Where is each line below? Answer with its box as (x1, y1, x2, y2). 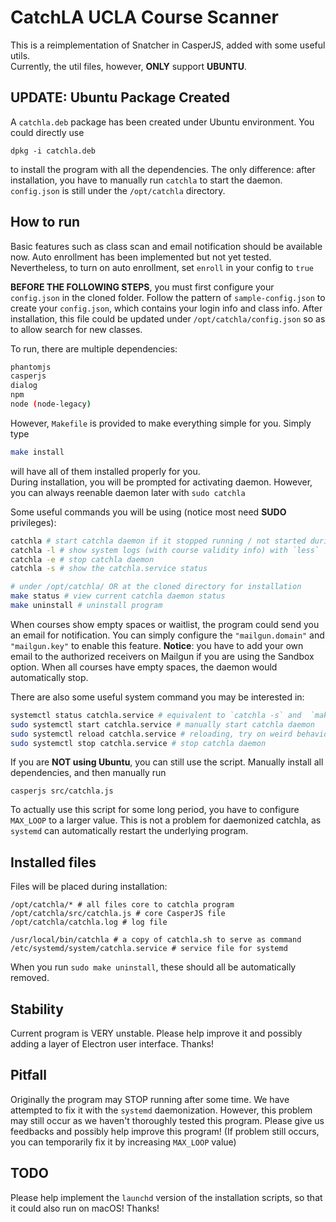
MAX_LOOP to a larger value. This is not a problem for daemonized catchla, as (10, 814, 322, 826)
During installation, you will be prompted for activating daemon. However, (10, 476, 313, 488)
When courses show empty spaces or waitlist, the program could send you (10, 618, 320, 630)
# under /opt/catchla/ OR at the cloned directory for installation (10, 582, 302, 592)
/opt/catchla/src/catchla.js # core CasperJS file (10, 909, 226, 919)
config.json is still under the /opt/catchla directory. (10, 184, 226, 196)
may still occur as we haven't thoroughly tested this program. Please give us (10, 1114, 325, 1126)
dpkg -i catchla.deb (10, 146, 97, 156)
